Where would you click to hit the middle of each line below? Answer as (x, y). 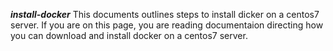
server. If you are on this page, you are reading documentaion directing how (167, 25)
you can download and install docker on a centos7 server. (129, 35)
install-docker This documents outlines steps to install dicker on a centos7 (165, 14)
